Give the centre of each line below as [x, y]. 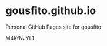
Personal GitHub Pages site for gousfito [53, 27]
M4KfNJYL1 [20, 38]
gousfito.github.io [51, 11]
